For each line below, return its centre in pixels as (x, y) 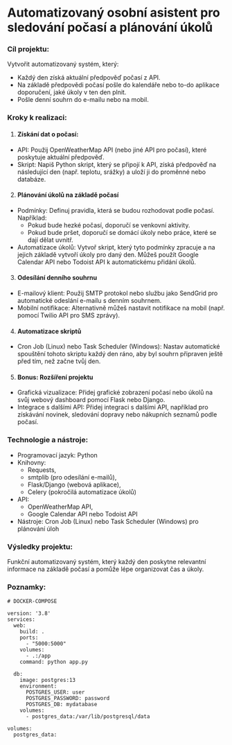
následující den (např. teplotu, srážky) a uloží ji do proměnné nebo (111, 172)
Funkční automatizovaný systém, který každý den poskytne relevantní (107, 562)
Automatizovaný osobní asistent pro (114, 13)
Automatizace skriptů (49, 331)
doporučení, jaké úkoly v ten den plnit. (72, 92)
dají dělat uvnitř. (51, 240)
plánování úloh (38, 529)
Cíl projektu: (28, 49)
